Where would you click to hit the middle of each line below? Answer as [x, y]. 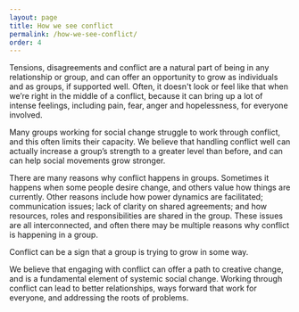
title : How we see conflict [62, 26]
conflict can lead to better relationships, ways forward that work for [133, 288]
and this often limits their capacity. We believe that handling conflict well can [150, 142]
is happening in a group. [54, 235]
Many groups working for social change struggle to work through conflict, [145, 132]
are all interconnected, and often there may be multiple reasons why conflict [149, 226]
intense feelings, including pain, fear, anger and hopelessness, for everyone [149, 106]
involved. [26, 115]
